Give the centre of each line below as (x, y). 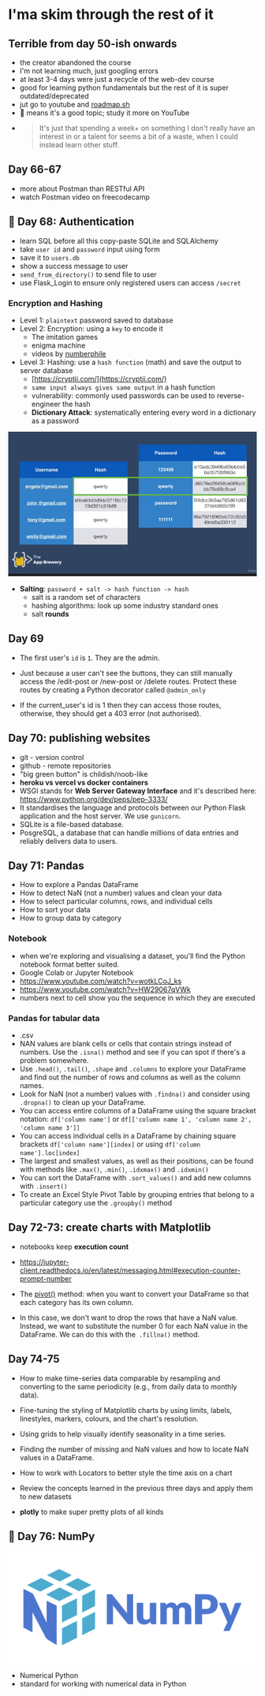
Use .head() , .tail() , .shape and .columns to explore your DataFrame (132, 1069)
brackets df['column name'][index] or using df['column (110, 1144)
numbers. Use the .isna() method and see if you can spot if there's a (132, 1052)
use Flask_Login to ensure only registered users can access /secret (130, 282)
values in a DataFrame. (57, 1457)
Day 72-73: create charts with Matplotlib (110, 1228)
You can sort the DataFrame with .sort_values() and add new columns (135, 1178)
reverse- (231, 395)
